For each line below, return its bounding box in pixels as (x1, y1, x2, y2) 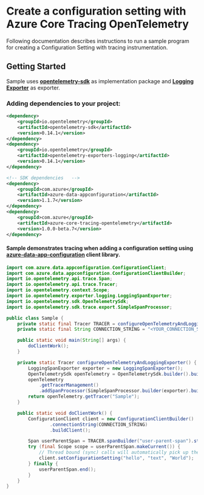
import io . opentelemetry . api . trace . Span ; (6, 275, 113, 282)
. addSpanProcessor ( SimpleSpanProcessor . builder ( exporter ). (38, 388, 191, 394)
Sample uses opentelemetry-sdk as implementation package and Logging (6, 77, 194, 85)
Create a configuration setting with (6, 4, 186, 18)
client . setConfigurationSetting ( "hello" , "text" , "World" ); (38, 455, 194, 461)
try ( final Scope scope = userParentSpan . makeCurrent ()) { (28, 444, 181, 450)
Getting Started (6, 61, 66, 72)
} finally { (28, 460, 59, 466)
